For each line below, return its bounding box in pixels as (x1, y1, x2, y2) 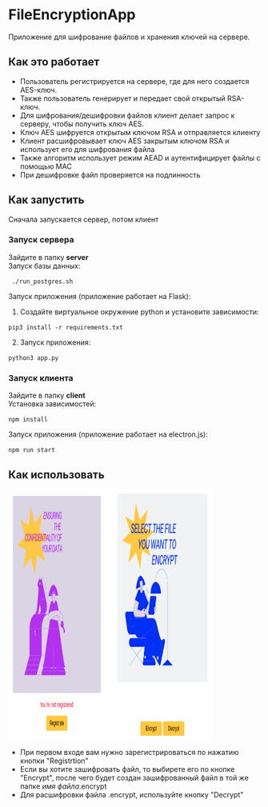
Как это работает (8, 55, 100, 69)
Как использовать (8, 468, 106, 481)
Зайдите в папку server (8, 252, 89, 262)
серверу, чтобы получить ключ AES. (19, 118, 145, 129)
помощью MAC (19, 162, 72, 171)
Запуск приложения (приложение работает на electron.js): (8, 429, 208, 439)
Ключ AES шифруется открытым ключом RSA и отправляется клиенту (19, 127, 261, 137)
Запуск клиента (8, 372, 74, 383)
